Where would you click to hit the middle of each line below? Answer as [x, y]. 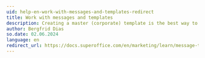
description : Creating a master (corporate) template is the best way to [102, 23]
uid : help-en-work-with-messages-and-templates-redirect [80, 12]
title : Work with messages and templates [60, 18]
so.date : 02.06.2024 [33, 34]
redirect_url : [24, 46]
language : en [23, 40]
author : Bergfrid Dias [35, 29]
